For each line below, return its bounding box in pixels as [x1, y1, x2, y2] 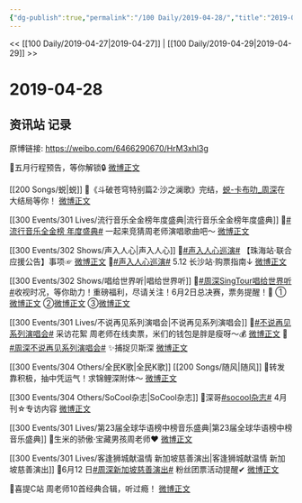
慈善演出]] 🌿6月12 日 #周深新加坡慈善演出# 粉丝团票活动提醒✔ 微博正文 [16, 463, 280, 474]
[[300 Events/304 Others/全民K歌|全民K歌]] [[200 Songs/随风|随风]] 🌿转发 [9, 361, 286, 372]
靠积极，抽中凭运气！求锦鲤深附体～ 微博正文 [9, 372, 177, 383]
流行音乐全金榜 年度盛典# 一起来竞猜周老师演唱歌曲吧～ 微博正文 [9, 225, 250, 236]
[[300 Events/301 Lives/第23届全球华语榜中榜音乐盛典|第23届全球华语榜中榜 [9, 422, 293, 433]
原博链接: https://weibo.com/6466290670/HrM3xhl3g [9, 142, 209, 153]
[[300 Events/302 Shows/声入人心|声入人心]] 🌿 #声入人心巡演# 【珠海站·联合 [9, 244, 292, 255]
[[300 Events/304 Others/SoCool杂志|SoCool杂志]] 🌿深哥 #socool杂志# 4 [9, 391, 280, 402]
